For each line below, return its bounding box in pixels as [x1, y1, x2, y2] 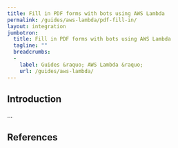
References [7, 131, 58, 143]
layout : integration [7, 23, 67, 30]
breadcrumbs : [13, 49, 51, 56]
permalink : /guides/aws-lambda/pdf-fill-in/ [7, 17, 137, 23]
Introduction [7, 93, 62, 105]
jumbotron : [7, 29, 39, 36]
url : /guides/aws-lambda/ [19, 67, 95, 74]
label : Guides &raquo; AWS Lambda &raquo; [19, 61, 144, 68]
